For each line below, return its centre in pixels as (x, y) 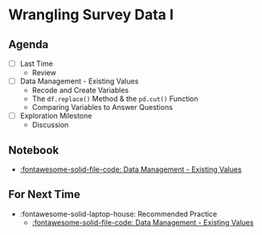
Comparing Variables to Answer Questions (102, 107)
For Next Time (44, 194)
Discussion (50, 125)
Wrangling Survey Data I (91, 15)
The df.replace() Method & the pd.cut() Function (115, 99)
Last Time (37, 63)
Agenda (29, 45)
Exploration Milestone (56, 116)
